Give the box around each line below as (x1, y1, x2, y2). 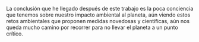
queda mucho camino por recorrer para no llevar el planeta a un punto (6, 24, 178, 31)
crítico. (6, 30, 24, 37)
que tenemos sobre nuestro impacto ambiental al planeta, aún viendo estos (6, 11, 191, 18)
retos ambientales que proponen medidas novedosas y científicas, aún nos (6, 18, 190, 24)
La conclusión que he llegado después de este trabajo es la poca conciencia (6, 5, 194, 12)
